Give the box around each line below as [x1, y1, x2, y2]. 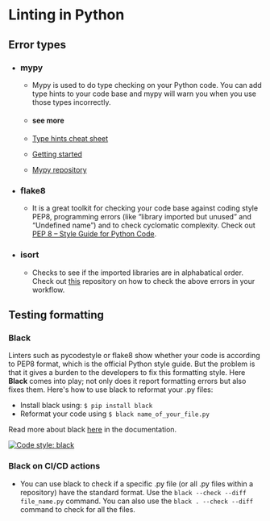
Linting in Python [8, 6, 125, 24]
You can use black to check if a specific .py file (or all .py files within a [19, 478, 254, 489]
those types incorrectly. [31, 97, 111, 106]
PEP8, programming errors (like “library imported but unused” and [31, 212, 251, 222]
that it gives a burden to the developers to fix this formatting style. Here [8, 368, 246, 377]
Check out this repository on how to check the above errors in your [31, 276, 255, 286]
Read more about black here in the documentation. [8, 425, 177, 435]
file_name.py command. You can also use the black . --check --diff [19, 496, 254, 506]
